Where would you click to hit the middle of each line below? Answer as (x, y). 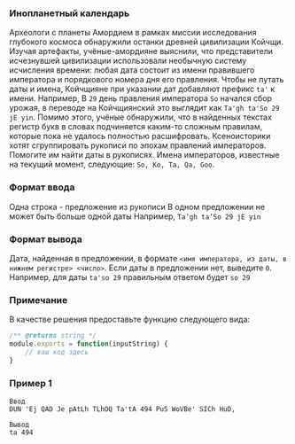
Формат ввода (42, 187)
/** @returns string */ (53, 336)
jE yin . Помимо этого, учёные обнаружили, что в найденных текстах (141, 117)
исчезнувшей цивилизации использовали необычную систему (128, 61)
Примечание (39, 300)
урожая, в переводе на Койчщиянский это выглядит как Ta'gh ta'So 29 (145, 108)
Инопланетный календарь (70, 13)
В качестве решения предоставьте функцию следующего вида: (130, 319)
